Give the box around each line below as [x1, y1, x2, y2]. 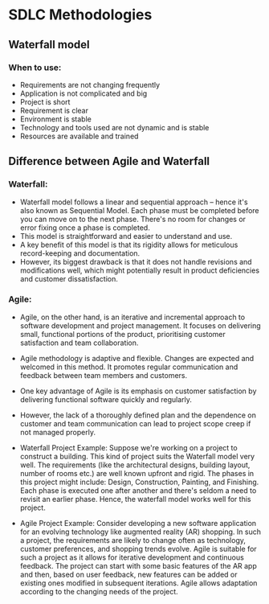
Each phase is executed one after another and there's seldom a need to [19, 485, 257, 495]
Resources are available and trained [19, 131, 139, 141]
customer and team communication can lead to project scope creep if [19, 418, 251, 428]
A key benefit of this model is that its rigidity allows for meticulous [19, 240, 238, 249]
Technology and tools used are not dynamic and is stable [19, 122, 210, 132]
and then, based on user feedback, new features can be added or [19, 569, 238, 579]
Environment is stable [19, 114, 92, 124]
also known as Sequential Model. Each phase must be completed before [19, 205, 259, 215]
